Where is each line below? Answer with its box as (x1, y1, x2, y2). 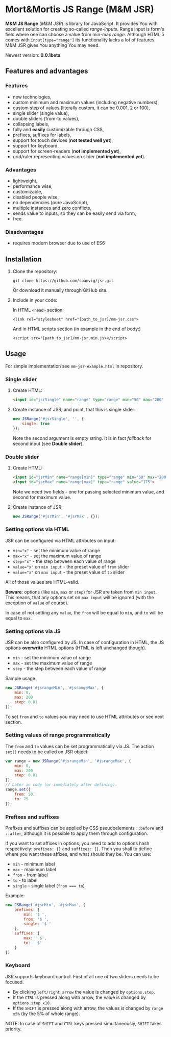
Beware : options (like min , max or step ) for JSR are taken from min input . (5, 588, 157, 595)
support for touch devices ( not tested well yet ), (12, 137, 113, 143)
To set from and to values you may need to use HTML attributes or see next (5, 713, 164, 720)
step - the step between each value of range (12, 665, 107, 672)
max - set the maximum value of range (12, 660, 92, 666)
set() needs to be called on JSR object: (5, 749, 89, 755)
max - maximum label (12, 866, 56, 872)
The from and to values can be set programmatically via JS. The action (5, 743, 154, 749)
